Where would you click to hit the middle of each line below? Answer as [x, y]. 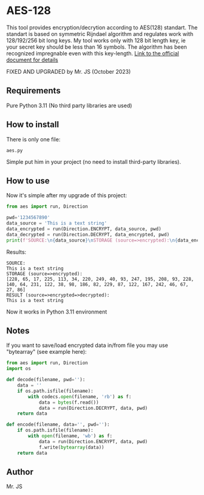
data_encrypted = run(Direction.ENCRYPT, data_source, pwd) [84, 229]
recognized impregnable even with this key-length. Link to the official [93, 53]
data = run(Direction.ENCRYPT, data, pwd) [93, 441]
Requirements [33, 91]
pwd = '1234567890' [28, 218]
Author [20, 472]
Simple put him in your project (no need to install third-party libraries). [93, 161]
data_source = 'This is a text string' [57, 223]
